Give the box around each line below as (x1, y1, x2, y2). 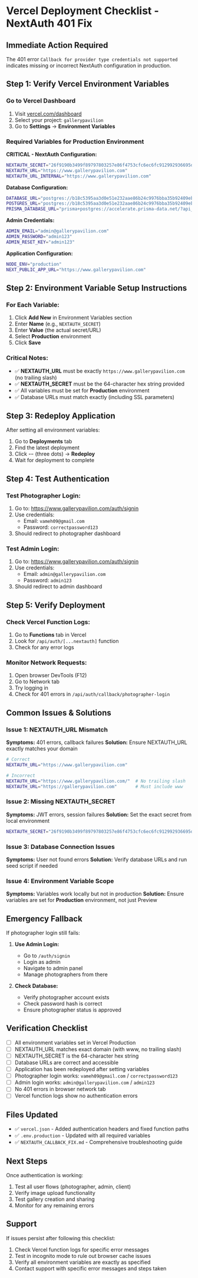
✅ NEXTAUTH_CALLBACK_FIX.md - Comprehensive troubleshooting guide (14, 1139, 183, 1146)
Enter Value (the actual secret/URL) (14, 327, 101, 334)
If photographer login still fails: (6, 930, 80, 937)
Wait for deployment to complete (14, 457, 95, 464)
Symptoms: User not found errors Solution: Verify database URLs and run (6, 856, 187, 863)
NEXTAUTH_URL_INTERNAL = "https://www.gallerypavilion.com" (6, 173, 151, 179)
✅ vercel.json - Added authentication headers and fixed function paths (14, 1125, 190, 1132)
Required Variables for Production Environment (6, 137, 144, 146)
